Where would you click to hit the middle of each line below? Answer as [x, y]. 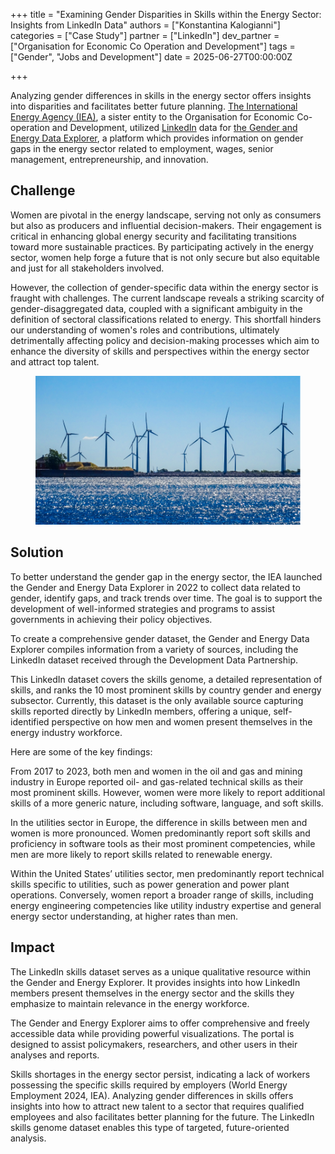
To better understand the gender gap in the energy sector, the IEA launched [166, 576]
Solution [37, 552]
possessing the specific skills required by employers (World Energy [149, 1085]
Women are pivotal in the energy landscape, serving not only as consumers [166, 215]
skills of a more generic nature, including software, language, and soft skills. [167, 803]
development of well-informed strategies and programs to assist [143, 608]
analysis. [28, 1138]
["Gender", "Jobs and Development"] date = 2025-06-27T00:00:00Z [151, 57]
